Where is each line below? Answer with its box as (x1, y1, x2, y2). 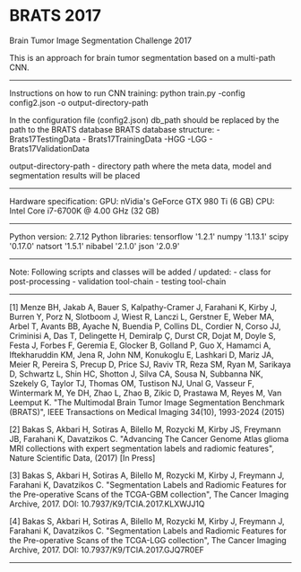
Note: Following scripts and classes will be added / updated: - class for (9, 266, 271, 277)
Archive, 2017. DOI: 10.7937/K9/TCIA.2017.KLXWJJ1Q (9, 498, 205, 509)
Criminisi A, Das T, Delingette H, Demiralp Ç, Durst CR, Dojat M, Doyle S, (9, 330, 276, 341)
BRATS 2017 (9, 5, 101, 26)
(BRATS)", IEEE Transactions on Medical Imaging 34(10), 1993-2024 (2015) (9, 406, 285, 417)
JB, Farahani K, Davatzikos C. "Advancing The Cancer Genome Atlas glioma (9, 433, 289, 444)
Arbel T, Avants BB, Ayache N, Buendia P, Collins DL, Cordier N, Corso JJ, (9, 320, 281, 332)
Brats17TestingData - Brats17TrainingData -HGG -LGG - (9, 134, 213, 144)
